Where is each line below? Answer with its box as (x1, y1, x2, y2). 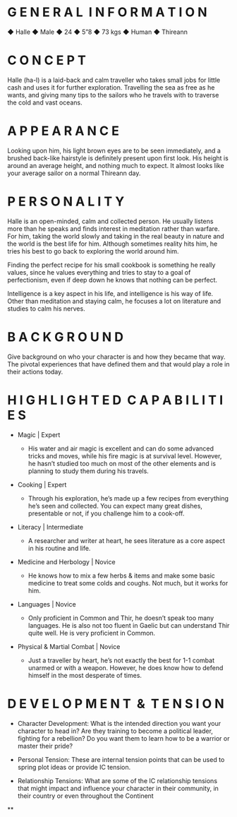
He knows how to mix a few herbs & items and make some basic (28, 571, 215, 580)
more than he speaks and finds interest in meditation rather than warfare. (7, 224, 220, 233)
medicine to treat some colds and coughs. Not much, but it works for (28, 578, 229, 587)
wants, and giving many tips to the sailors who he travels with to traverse (7, 90, 219, 99)
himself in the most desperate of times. (28, 671, 142, 679)
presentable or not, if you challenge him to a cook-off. (28, 509, 185, 518)
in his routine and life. (28, 544, 91, 552)
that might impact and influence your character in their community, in (17, 784, 219, 792)
